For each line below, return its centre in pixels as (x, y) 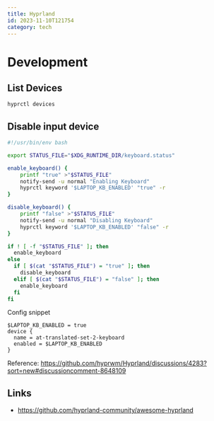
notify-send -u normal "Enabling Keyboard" (85, 181)
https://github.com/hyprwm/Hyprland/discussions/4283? (124, 363)
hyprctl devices (31, 104)
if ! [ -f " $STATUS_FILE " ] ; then (58, 246)
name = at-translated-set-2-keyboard (69, 338)
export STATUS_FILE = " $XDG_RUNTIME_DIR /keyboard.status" (91, 155)
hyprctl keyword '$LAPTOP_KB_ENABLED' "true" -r (93, 188)
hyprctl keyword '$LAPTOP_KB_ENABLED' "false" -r (95, 227)
